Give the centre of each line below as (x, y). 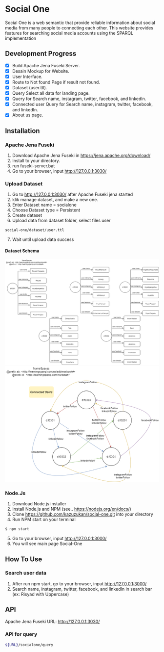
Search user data (26, 573)
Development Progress (41, 54)
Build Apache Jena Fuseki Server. (46, 65)
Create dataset (27, 215)
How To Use (24, 559)
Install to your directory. (36, 161)
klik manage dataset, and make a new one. (55, 200)
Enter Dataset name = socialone (44, 205)
